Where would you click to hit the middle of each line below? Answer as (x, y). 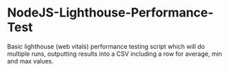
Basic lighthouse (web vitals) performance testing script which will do (106, 46)
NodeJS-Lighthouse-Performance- (110, 13)
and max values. (30, 61)
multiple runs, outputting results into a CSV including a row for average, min (115, 54)
